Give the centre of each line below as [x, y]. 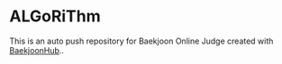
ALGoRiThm [55, 16]
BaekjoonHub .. [37, 50]
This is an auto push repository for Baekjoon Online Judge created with [141, 41]
